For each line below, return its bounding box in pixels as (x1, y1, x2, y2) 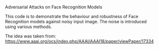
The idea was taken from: (5, 33, 56, 39)
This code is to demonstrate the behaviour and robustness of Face (5, 14, 139, 19)
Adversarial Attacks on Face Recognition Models (5, 4, 103, 10)
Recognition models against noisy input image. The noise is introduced (5, 19, 147, 24)
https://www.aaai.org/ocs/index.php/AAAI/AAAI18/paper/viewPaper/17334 (5, 38, 154, 44)
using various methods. (5, 24, 52, 30)
